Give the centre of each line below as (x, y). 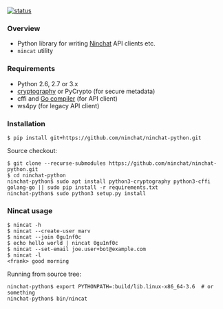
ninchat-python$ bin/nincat (47, 299)
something (21, 293)
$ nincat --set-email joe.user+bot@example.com (77, 249)
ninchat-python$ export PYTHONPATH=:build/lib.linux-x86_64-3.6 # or (110, 287)
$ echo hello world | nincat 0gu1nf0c (63, 243)
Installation (26, 123)
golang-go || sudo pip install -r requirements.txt (83, 187)
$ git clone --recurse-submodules (57, 163)
